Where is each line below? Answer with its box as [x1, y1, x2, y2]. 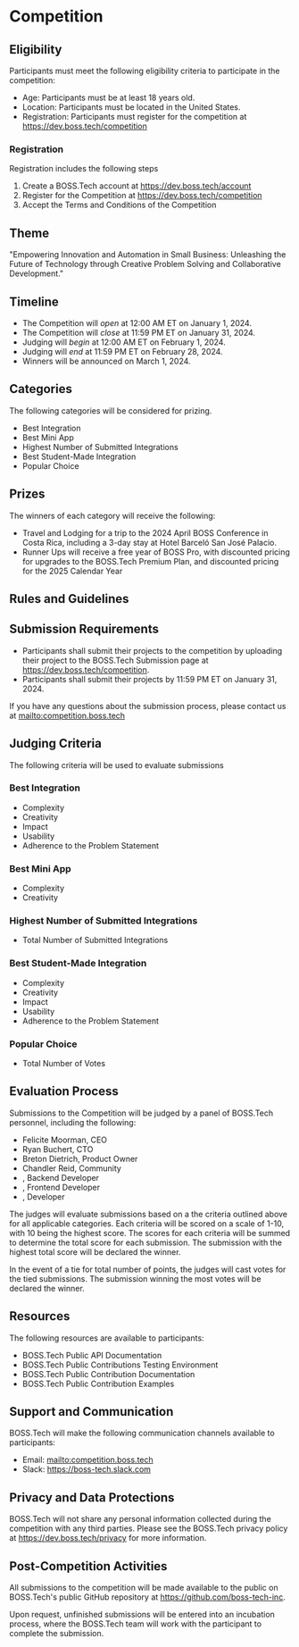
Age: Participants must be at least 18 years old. [21, 92, 195, 103]
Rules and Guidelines [9, 591, 129, 606]
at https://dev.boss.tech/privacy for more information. [9, 1533, 207, 1543]
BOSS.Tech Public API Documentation [21, 1350, 162, 1360]
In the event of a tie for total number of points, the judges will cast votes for [9, 1264, 287, 1275]
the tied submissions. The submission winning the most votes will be [9, 1273, 262, 1283]
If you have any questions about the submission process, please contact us [9, 700, 287, 711]
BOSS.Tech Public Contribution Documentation [21, 1368, 195, 1379]
